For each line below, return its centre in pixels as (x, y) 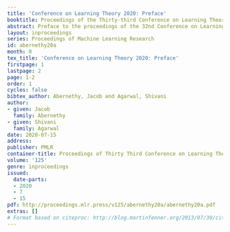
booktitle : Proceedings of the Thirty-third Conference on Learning (107, 20)
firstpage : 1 (26, 65)
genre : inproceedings (38, 166)
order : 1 (20, 84)
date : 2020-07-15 (32, 135)
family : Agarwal (36, 128)
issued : (18, 173)
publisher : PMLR (30, 148)
